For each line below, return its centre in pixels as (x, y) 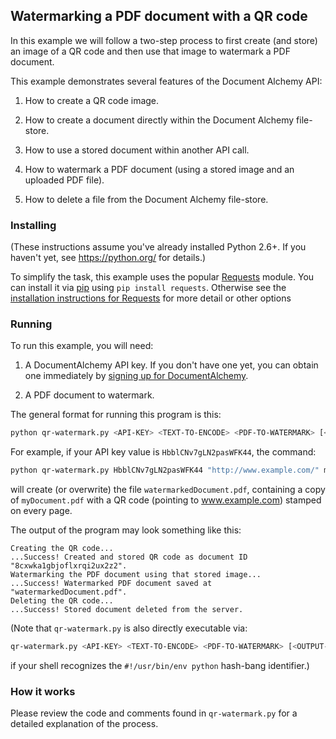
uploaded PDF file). (64, 180)
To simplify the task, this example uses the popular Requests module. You (162, 277)
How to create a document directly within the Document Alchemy (159, 120)
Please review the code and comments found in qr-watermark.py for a (154, 713)
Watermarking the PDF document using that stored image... (136, 575)
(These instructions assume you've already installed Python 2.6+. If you (158, 247)
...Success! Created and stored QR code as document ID (129, 557)
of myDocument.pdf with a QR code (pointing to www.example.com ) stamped (166, 500)
